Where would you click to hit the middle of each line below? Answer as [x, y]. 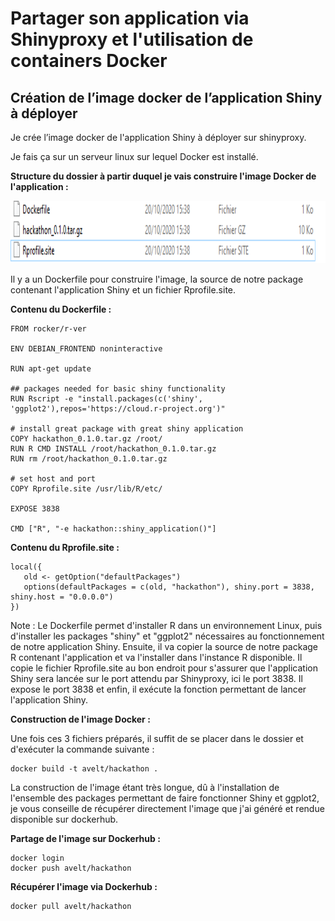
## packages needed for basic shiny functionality [118, 389]
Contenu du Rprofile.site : [65, 547]
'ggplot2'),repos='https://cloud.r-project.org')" [118, 409]
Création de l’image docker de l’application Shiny [166, 97]
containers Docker [89, 61]
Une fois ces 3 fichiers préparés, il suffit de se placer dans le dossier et [157, 738]
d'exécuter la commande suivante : [82, 749]
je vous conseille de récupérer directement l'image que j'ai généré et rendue [167, 808]
